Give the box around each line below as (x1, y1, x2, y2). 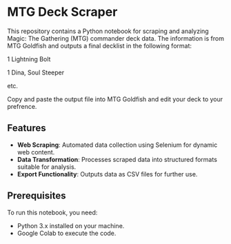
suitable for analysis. (17, 163, 77, 171)
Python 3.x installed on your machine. (17, 221, 125, 230)
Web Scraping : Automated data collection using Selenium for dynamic (17, 141, 218, 149)
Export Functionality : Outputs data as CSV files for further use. (17, 170, 198, 178)
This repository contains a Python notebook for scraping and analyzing (7, 27, 209, 35)
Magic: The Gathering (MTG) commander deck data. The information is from (7, 34, 224, 42)
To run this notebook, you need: (7, 208, 98, 216)
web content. (17, 148, 55, 156)
